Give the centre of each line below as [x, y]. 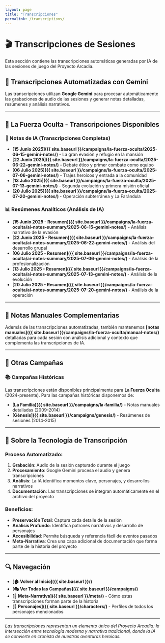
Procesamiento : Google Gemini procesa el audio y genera [71, 471]
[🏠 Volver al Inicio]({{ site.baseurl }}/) [52, 581]
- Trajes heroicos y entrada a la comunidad [103, 175]
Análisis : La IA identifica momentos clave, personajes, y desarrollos [81, 481]
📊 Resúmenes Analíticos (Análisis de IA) [55, 209]
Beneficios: [19, 509]
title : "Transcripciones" [31, 14]
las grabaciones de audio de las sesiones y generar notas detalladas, [75, 99]
